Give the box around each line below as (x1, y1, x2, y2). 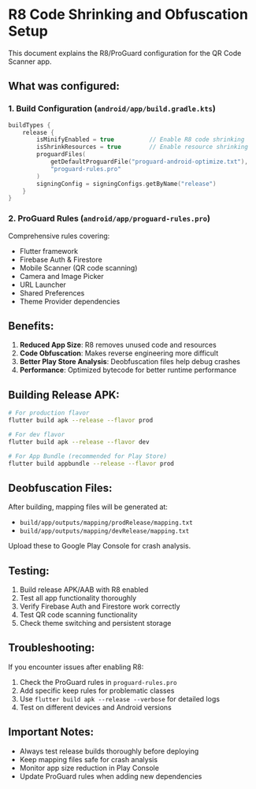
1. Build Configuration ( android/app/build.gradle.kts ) (8, 103, 217, 114)
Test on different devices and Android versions (19, 702, 172, 712)
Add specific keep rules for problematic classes (19, 686, 175, 695)
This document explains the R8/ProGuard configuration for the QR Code (8, 48, 242, 58)
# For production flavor (8, 409, 90, 417)
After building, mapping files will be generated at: (8, 502, 168, 512)
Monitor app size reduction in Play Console (19, 763, 160, 772)
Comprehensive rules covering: (8, 231, 110, 240)
